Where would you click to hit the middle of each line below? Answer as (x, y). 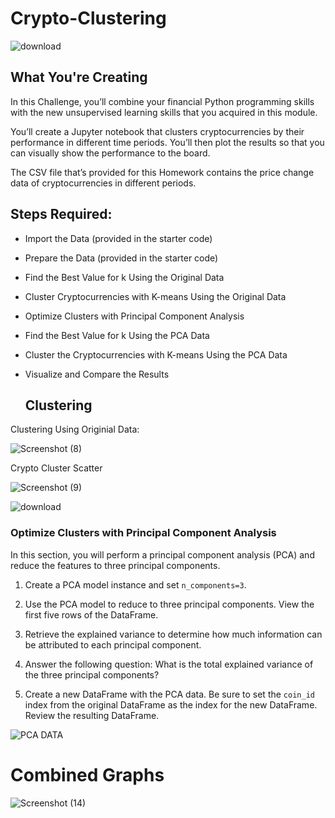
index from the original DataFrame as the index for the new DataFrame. (171, 704)
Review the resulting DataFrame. (92, 715)
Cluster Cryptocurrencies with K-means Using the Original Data (155, 296)
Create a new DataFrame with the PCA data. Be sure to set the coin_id (169, 694)
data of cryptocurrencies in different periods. (103, 183)
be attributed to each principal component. (113, 644)
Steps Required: (61, 214)
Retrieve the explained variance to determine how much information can (173, 634)
